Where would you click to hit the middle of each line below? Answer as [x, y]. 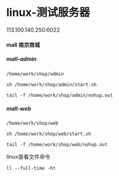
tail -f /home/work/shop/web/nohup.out [57, 145]
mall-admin [21, 59]
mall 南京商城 [23, 45]
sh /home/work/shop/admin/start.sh [52, 84]
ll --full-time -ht [31, 169]
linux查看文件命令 [28, 157]
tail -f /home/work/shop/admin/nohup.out [60, 95]
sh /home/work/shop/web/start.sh [49, 134]
